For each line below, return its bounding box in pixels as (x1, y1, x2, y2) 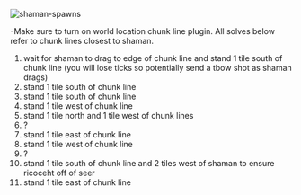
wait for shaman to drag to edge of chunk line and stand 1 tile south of (22, 53, 283, 63)
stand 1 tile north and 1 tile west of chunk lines (22, 111, 194, 120)
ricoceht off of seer (22, 167, 95, 178)
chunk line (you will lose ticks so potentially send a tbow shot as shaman (22, 63, 293, 73)
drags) (22, 72, 49, 83)
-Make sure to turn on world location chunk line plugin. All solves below (10, 26, 275, 36)
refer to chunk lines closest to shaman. (10, 36, 155, 46)
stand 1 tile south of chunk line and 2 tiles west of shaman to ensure (22, 158, 275, 168)
